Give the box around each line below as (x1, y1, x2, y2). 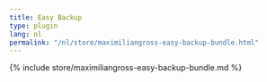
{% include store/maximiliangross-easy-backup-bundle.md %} (9, 62, 243, 73)
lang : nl (9, 29, 42, 38)
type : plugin (9, 21, 58, 30)
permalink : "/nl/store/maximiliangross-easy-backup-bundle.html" (9, 37, 259, 47)
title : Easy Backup (9, 12, 83, 22)
